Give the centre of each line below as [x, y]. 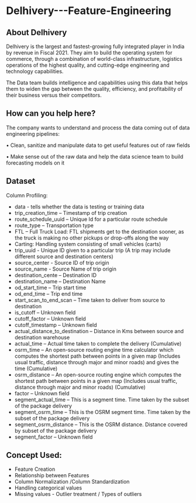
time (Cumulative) [36, 368]
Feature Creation [35, 469]
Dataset [21, 181]
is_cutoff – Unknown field [45, 312]
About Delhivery [37, 32]
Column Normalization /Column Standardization [72, 482]
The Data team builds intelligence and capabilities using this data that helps [97, 83]
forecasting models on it [35, 163]
